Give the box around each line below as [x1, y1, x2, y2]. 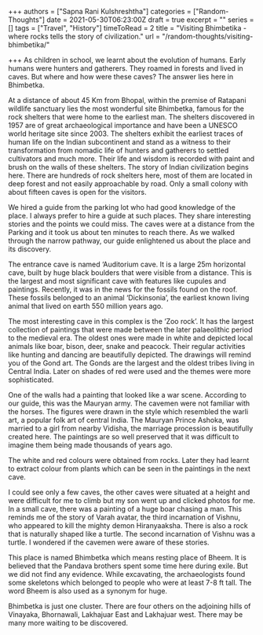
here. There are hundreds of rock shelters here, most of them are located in [8, 171, 253, 180]
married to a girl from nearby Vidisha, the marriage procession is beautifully [8, 424, 254, 433]
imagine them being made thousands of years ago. [8, 440, 173, 450]
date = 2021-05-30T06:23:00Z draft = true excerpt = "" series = [46, 15, 254, 24]
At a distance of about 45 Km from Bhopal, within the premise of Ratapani [8, 96, 247, 105]
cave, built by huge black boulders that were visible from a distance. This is [8, 268, 253, 277]
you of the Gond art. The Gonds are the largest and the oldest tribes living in [8, 358, 255, 368]
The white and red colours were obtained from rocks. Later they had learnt [8, 456, 250, 464]
